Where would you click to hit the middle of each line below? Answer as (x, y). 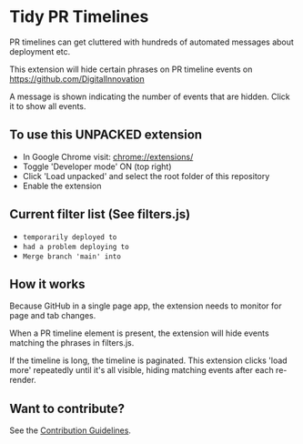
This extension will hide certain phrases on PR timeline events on (131, 69)
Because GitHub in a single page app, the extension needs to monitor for (146, 306)
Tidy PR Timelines (79, 17)
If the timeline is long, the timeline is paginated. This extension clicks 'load (149, 360)
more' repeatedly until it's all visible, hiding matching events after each (142, 370)
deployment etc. (40, 51)
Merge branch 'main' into (71, 257)
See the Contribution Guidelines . (71, 430)
